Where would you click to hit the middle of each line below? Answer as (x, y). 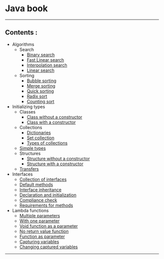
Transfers (29, 169)
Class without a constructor (54, 117)
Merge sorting (41, 86)
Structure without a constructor (58, 158)
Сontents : (21, 32)
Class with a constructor (51, 122)
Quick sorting (40, 91)
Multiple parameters (40, 216)
